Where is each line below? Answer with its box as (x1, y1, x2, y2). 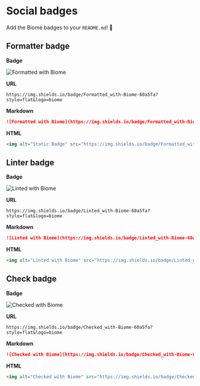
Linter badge (6, 157, 55, 167)
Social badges (6, 4, 78, 18)
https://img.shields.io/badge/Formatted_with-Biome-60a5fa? (6, 91, 159, 98)
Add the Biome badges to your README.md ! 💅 (6, 24, 113, 31)
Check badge (6, 274, 57, 284)
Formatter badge (6, 41, 70, 51)
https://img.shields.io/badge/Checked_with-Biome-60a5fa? (6, 324, 153, 330)
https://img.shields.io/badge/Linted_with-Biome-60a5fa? (6, 208, 151, 214)
